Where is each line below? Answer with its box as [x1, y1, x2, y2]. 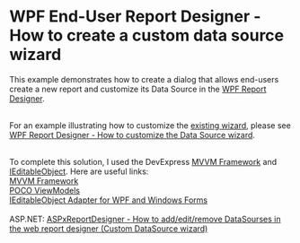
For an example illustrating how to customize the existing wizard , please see [9, 119, 292, 131]
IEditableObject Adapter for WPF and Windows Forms [9, 195, 208, 205]
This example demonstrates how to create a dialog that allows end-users [9, 74, 279, 84]
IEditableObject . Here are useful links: [9, 166, 149, 177]
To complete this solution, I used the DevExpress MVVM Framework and [9, 156, 278, 167]
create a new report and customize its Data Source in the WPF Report [9, 83, 267, 94]
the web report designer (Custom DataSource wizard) [9, 222, 208, 234]
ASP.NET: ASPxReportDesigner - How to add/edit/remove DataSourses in [9, 213, 281, 224]
